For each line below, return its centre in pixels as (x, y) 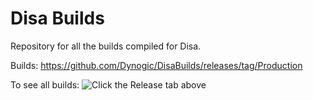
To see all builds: (45, 84)
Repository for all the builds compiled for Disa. (106, 46)
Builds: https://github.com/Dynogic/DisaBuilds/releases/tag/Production (156, 65)
